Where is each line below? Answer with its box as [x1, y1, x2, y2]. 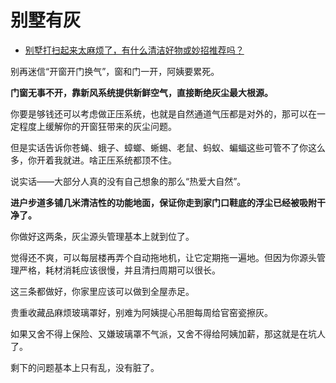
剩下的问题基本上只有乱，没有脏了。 [10, 361, 160, 373]
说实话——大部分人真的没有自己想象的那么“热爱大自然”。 [10, 175, 247, 187]
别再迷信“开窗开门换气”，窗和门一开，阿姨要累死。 [10, 65, 220, 77]
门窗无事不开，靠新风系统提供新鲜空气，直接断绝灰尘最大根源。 [10, 86, 273, 98]
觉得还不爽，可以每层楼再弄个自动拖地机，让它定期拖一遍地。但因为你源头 [10, 251, 317, 263]
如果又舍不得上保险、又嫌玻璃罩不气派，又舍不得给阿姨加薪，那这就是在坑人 [10, 327, 326, 340]
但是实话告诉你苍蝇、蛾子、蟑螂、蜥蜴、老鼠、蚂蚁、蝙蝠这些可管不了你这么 [10, 141, 326, 153]
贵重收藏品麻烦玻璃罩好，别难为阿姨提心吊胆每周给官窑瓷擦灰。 [10, 306, 273, 318]
